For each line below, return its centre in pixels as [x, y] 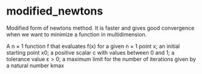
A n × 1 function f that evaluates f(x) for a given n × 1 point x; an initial [93, 46]
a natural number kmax [35, 66]
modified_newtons [55, 11]
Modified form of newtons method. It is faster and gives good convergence [100, 28]
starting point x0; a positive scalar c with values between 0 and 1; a [90, 52]
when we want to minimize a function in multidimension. [77, 34]
